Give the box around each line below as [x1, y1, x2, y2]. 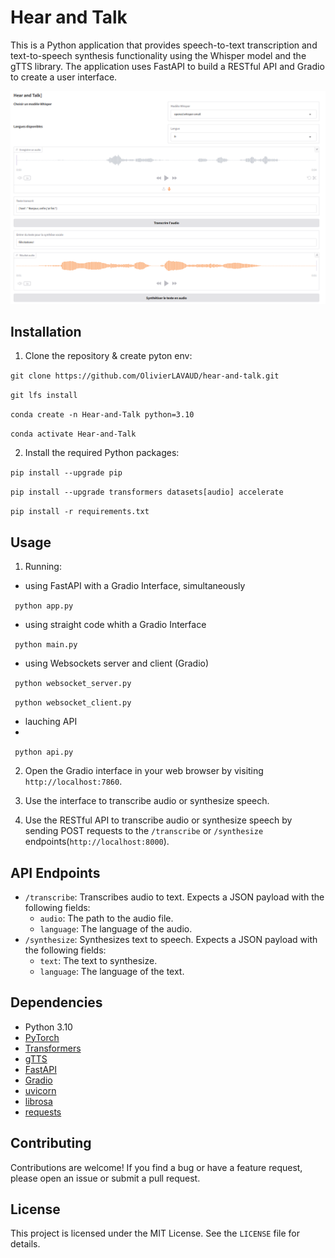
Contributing [10, 1135, 92, 1152]
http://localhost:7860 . [24, 776, 123, 788]
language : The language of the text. [39, 965, 185, 977]
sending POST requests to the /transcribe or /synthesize [24, 825, 264, 837]
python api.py [14, 747, 74, 758]
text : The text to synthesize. [39, 954, 158, 966]
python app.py [14, 601, 74, 611]
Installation [10, 323, 82, 340]
